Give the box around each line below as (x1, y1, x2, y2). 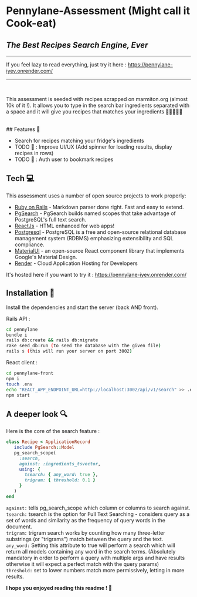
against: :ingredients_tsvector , (19, 461, 101, 467)
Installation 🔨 (6, 288, 55, 298)
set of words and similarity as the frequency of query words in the (6, 516, 166, 524)
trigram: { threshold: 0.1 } (24, 477, 96, 483)
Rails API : (6, 315, 30, 322)
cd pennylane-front (6, 370, 54, 376)
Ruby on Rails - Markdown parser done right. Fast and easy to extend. (14, 203, 184, 210)
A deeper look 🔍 (6, 409, 68, 419)
